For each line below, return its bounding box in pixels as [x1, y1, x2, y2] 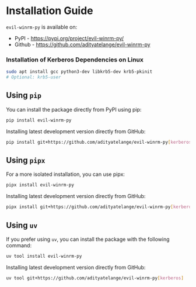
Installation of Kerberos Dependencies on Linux [6, 56, 144, 64]
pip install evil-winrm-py [6, 117, 72, 123]
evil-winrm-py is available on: [6, 23, 78, 30]
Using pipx [6, 155, 45, 165]
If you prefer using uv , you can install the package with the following [6, 236, 170, 243]
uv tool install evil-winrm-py [6, 253, 82, 259]
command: [6, 241, 32, 249]
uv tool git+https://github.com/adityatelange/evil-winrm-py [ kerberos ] [6, 275, 184, 281]
